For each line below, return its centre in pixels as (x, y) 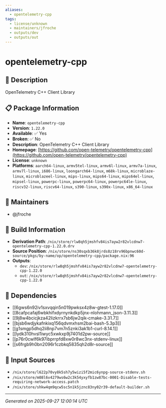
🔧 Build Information (35, 229)
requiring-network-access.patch (45, 382)
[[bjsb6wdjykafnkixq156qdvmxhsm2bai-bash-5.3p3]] (66, 323)
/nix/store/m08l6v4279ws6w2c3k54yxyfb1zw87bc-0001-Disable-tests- (82, 377)
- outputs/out (24, 38)
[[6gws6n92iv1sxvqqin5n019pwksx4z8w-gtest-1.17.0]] (67, 307)
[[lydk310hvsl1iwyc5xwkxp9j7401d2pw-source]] (61, 334)
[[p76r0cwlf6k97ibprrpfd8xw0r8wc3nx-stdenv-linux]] (67, 339)
